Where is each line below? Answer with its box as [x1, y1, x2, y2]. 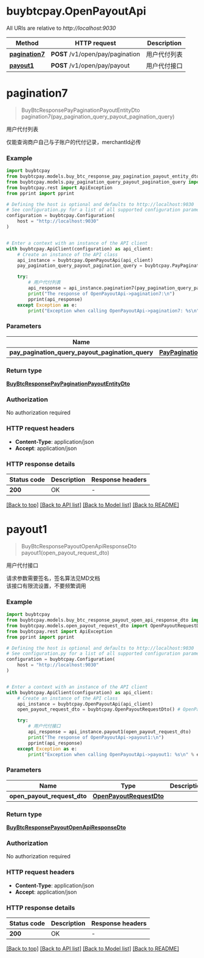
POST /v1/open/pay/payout [50, 61, 130, 69]
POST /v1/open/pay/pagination [50, 50, 141, 58]
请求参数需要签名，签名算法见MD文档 [6, 574, 100, 582]
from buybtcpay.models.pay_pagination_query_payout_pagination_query [6, 179, 186, 185]
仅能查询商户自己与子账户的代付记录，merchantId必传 [6, 138, 141, 145]
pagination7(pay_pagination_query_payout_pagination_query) [21, 112, 175, 120]
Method [15, 38, 39, 47]
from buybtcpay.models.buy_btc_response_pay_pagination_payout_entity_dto [6, 173, 200, 180]
